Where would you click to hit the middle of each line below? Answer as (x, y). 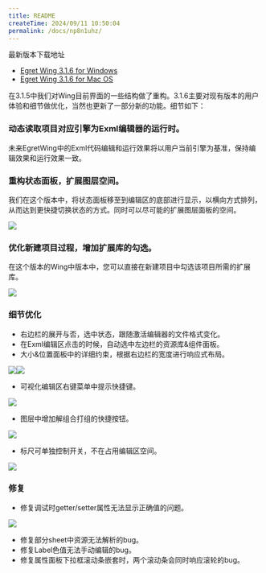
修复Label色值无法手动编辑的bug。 (78, 550)
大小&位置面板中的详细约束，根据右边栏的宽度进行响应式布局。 (124, 354)
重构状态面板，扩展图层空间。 (66, 180)
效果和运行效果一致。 (50, 158)
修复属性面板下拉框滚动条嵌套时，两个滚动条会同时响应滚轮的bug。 (132, 559)
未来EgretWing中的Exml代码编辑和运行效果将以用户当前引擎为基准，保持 (129, 148)
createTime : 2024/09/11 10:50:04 (64, 23)
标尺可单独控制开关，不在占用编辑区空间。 (90, 451)
